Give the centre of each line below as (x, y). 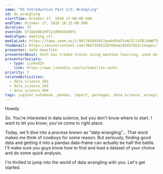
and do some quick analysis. (33, 153)
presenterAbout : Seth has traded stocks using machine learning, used (78, 54)
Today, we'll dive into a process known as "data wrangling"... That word (76, 132)
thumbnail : (16, 45)
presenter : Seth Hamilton (31, 50)
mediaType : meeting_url (29, 37)
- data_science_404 (29, 90)
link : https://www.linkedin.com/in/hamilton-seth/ (66, 68)
